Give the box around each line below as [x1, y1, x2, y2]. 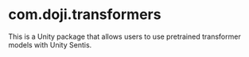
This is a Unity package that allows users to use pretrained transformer [8, 32, 241, 41]
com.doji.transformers [8, 6, 161, 24]
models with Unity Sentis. [8, 40, 92, 49]
